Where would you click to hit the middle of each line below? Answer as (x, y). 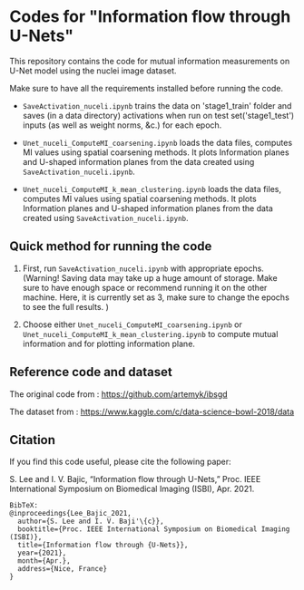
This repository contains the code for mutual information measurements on (150, 61)
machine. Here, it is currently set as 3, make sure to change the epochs (156, 297)
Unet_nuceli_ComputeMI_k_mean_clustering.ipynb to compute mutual (150, 334)
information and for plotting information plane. (108, 343)
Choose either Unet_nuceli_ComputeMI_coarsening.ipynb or (132, 324)
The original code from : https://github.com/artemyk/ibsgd (119, 394)
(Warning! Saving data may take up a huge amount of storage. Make (150, 277)
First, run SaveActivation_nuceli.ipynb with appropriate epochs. (143, 268)
